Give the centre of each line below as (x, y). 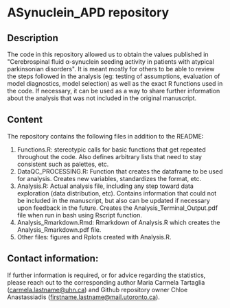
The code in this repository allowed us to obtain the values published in (108, 54)
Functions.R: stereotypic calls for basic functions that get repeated (111, 150)
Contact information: (53, 259)
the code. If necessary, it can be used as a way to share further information (114, 91)
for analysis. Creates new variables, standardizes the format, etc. (109, 178)
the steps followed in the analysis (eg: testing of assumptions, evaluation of (114, 76)
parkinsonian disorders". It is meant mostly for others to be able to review (111, 69)
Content (25, 120)
